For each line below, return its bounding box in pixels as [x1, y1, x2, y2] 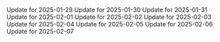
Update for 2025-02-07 [6, 27, 74, 35]
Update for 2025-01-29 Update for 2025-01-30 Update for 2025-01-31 [6, 6, 208, 14]
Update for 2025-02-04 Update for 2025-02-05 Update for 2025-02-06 [6, 20, 213, 28]
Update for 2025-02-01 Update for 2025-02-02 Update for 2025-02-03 [6, 13, 212, 21]
